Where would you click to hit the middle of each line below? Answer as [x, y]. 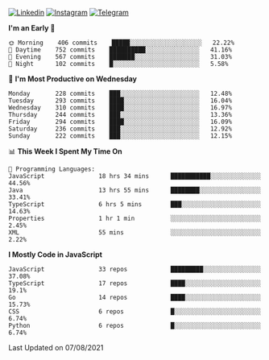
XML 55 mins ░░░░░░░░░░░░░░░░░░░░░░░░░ [135, 233]
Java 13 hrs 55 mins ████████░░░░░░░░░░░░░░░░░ [135, 190]
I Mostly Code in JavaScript [56, 254]
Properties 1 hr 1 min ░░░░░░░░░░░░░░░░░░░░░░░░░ [135, 218]
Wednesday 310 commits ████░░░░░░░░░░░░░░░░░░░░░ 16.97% [120, 108]
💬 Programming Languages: [52, 169]
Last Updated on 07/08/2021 [56, 348]
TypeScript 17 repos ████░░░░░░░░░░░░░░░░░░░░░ [135, 283]
